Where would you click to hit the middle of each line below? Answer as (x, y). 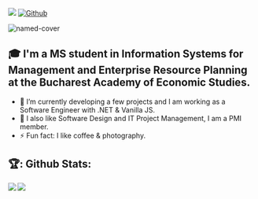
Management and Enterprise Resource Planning (128, 70)
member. (34, 127)
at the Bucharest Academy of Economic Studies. (129, 83)
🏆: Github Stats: (50, 164)
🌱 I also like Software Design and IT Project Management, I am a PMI (131, 118)
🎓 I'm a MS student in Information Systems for (126, 54)
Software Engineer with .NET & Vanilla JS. (87, 109)
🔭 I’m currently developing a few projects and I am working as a (122, 101)
